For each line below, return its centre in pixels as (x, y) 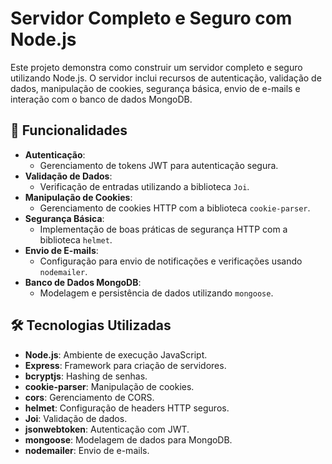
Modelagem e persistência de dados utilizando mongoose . (156, 293)
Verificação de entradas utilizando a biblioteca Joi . (144, 186)
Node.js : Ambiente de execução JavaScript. (116, 354)
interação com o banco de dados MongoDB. (101, 99)
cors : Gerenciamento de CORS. (89, 397)
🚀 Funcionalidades (69, 130)
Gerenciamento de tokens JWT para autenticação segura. (159, 165)
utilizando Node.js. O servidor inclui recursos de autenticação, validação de (166, 78)
